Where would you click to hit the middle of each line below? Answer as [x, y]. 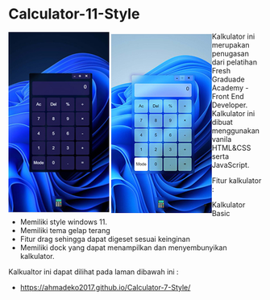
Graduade [228, 79]
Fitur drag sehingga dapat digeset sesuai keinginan [105, 239]
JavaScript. [231, 165]
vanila [222, 139]
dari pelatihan [235, 62]
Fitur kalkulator [237, 180]
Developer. [230, 105]
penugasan [231, 53]
